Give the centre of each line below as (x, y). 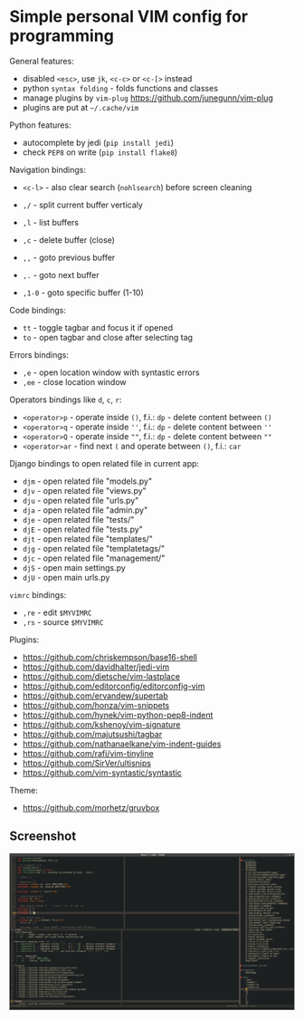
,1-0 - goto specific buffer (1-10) (83, 293)
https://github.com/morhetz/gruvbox (91, 807)
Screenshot (43, 837)
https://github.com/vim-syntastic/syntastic (102, 773)
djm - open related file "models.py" (87, 481)
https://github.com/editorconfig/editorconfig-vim (114, 686)
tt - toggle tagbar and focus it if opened (98, 327)
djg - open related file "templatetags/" (94, 548)
